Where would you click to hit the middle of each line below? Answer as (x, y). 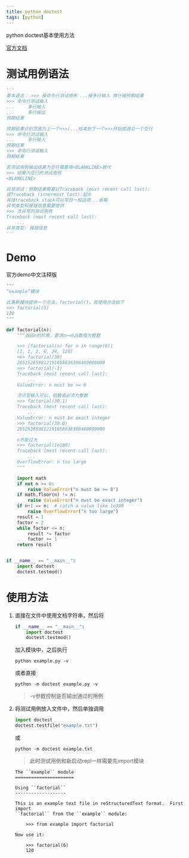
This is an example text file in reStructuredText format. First (99, 804)
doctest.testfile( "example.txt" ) (56, 726)
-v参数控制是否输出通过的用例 (66, 696)
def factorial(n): (29, 330)
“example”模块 (23, 292)
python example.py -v (41, 661)
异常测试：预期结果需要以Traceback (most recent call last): (78, 189)
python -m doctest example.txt (54, 749)
